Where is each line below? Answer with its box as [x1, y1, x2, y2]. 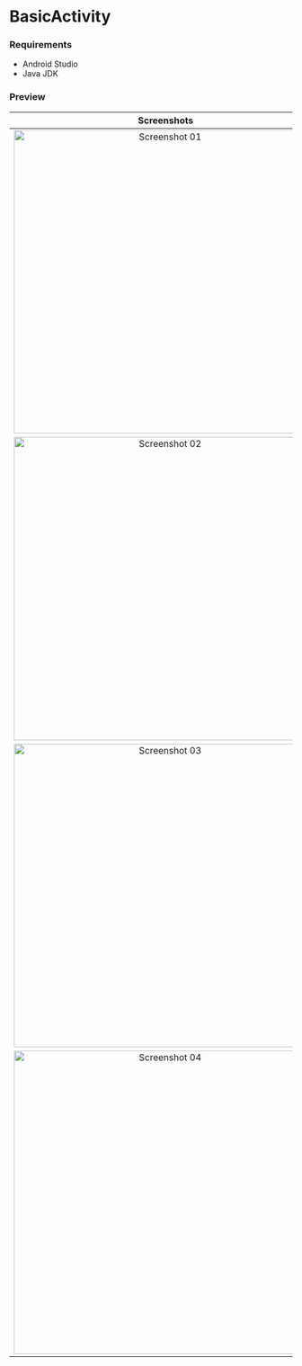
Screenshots [138, 114, 194, 127]
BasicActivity [9, 6, 111, 27]
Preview [9, 91, 46, 103]
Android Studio [22, 58, 78, 69]
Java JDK [22, 68, 58, 79]
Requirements [9, 39, 73, 51]
